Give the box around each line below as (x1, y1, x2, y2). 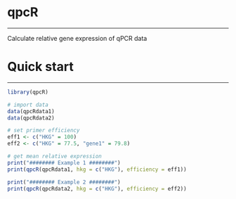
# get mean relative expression (7, 153, 102, 160)
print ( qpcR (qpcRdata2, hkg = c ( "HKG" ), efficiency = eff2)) (7, 185, 188, 192)
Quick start (7, 59, 74, 75)
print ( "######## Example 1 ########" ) (7, 159, 121, 166)
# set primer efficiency (7, 127, 80, 134)
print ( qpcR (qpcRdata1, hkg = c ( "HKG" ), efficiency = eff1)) (7, 166, 188, 173)
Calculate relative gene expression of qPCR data (7, 34, 147, 42)
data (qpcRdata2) (7, 114, 55, 122)
